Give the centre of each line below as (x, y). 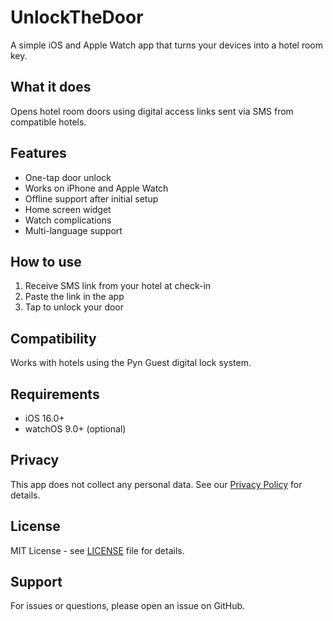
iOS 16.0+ (44, 418)
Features (38, 153)
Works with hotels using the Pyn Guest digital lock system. (131, 363)
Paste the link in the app (74, 297)
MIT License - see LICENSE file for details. (97, 550)
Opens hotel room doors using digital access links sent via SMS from (152, 111)
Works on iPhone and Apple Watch (96, 188)
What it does (51, 87)
